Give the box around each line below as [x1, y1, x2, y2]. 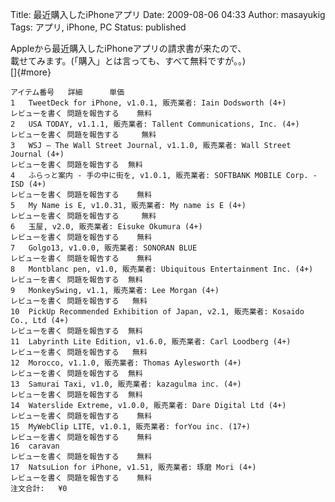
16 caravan [10, 441, 60, 451]
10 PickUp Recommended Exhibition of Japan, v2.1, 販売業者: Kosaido [10, 307, 305, 317]
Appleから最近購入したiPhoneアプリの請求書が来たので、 [10, 43, 247, 54]
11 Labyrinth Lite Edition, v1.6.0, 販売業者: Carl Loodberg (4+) [10, 337, 292, 347]
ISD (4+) [10, 179, 47, 189]
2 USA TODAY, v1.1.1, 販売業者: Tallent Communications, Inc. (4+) [10, 119, 300, 129]
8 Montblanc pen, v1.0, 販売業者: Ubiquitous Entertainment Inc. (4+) [10, 264, 314, 274]
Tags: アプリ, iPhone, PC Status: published [10, 21, 187, 33]
